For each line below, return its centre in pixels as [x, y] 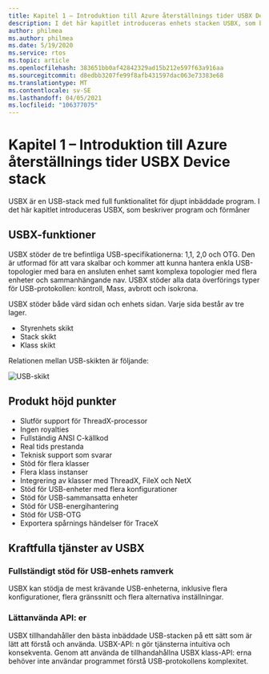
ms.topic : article [39, 61]
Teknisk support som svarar [66, 455]
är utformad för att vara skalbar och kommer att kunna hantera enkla [121, 262]
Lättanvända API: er [48, 618]
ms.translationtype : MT [48, 83]
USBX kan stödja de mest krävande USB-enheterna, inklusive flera [118, 589]
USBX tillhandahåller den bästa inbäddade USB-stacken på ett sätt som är [130, 635]
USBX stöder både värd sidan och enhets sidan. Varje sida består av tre [126, 304]
